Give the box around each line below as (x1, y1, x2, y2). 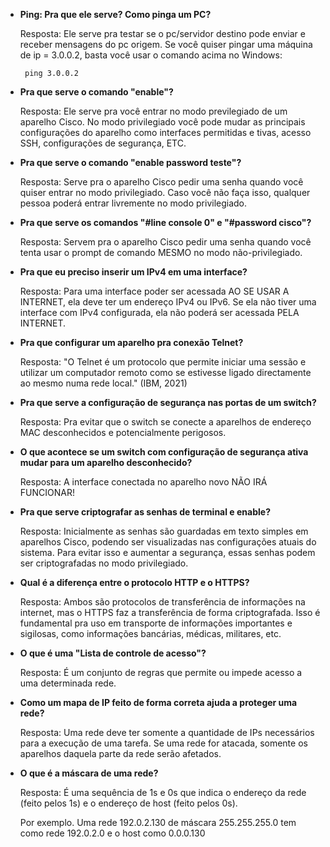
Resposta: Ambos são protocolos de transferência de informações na (19, 596, 306, 608)
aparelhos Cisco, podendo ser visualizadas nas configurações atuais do (19, 536, 317, 548)
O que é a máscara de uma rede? (19, 767, 159, 779)
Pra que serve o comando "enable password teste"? (19, 157, 242, 168)
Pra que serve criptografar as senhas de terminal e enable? (19, 506, 271, 518)
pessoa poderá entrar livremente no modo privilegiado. (19, 197, 248, 209)
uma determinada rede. (19, 677, 117, 689)
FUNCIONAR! (19, 487, 75, 498)
